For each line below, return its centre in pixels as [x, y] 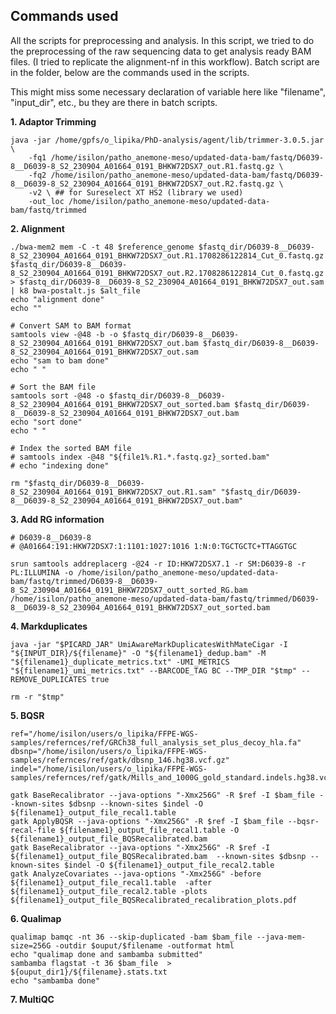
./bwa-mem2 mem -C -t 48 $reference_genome [102, 247]
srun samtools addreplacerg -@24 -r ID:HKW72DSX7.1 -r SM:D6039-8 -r [158, 564]
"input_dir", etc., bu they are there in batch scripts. [114, 102]
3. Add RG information [57, 519]
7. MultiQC [32, 999]
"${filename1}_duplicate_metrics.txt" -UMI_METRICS [120, 662]
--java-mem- [281, 937]
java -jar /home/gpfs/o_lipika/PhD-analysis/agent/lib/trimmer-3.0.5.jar [167, 140]
